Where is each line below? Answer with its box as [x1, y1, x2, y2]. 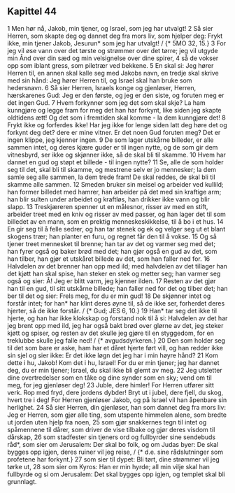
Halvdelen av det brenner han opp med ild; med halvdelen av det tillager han [7, 262, 227, 270]
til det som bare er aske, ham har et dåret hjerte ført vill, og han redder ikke [7, 343, 224, 352]
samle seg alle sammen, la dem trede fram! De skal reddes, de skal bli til [7, 173, 215, 181]
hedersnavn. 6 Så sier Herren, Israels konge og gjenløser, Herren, [7, 83, 197, 92]
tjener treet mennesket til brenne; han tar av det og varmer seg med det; [7, 239, 215, 248]
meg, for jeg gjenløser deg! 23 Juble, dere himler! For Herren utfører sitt [7, 380, 215, 389]
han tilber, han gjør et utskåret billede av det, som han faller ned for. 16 [7, 255, 211, 263]
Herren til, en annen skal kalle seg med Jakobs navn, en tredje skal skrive [7, 69, 219, 77]
